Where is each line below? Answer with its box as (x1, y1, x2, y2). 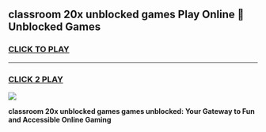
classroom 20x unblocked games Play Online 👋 (8, 8, 245, 21)
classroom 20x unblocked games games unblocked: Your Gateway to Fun (8, 106, 256, 115)
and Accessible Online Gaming (8, 115, 112, 124)
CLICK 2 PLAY (8, 74, 63, 85)
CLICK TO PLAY (8, 44, 70, 55)
